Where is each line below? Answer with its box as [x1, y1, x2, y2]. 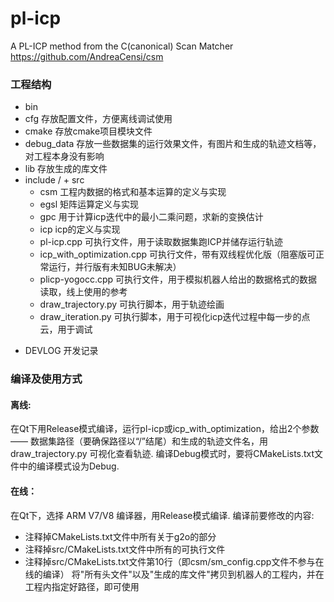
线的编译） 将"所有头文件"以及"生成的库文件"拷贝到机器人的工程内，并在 [24, 568, 325, 580]
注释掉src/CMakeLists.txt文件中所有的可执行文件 [24, 543, 226, 555]
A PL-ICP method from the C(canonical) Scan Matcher [10, 40, 234, 52]
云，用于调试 [39, 323, 93, 336]
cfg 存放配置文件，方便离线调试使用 [24, 113, 173, 125]
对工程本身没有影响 [24, 150, 105, 162]
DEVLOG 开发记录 [24, 345, 99, 357]
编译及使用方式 [10, 372, 83, 386]
